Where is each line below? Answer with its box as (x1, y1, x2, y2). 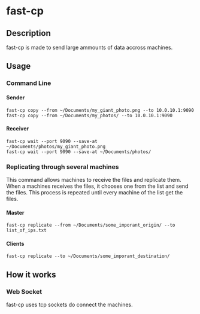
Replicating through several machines (6, 163, 119, 171)
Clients (6, 240, 25, 247)
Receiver (6, 125, 29, 132)
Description (6, 28, 51, 38)
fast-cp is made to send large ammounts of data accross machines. (6, 44, 173, 51)
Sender (6, 94, 25, 101)
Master (6, 209, 25, 216)
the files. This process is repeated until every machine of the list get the (6, 189, 183, 196)
